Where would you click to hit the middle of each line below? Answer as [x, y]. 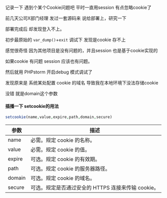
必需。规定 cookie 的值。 [60, 150]
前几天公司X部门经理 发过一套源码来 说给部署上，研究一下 [66, 18]
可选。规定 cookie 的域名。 [63, 178]
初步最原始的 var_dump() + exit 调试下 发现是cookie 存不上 [65, 40]
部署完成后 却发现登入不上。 [35, 29]
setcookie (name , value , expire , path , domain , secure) [59, 117]
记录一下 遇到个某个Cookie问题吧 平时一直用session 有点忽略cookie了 [78, 7]
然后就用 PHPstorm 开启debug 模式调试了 [49, 72]
